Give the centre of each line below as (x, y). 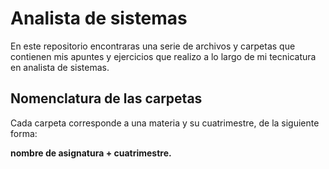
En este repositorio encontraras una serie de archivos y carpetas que (153, 46)
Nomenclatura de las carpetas (106, 98)
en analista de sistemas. (60, 67)
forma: (24, 133)
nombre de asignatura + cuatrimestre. (91, 153)
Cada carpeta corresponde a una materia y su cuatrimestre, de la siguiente (165, 123)
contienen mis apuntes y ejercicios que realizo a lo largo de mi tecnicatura (163, 56)
